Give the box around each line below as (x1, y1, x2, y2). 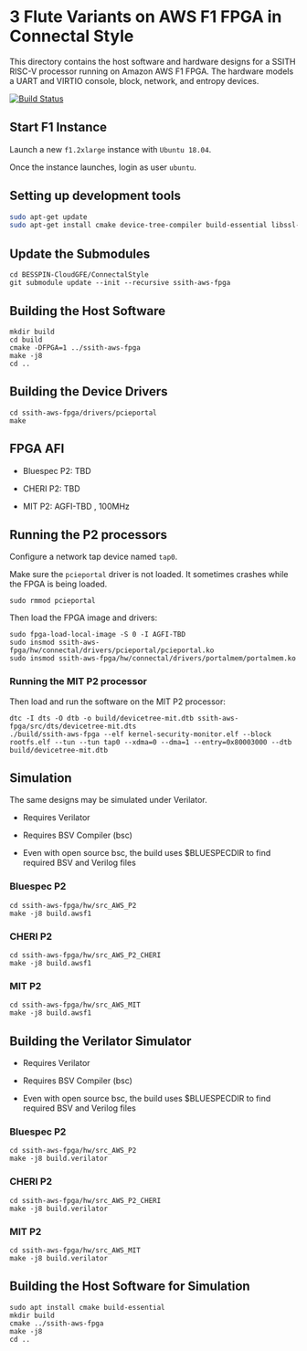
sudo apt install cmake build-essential (9, 1303, 166, 1312)
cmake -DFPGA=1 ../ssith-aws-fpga (9, 343, 142, 353)
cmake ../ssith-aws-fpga (9, 1318, 104, 1328)
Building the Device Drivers (9, 384, 168, 399)
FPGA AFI (9, 441, 65, 457)
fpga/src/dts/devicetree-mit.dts (9, 722, 137, 731)
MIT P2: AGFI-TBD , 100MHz (22, 501, 131, 512)
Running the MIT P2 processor (9, 675, 148, 688)
